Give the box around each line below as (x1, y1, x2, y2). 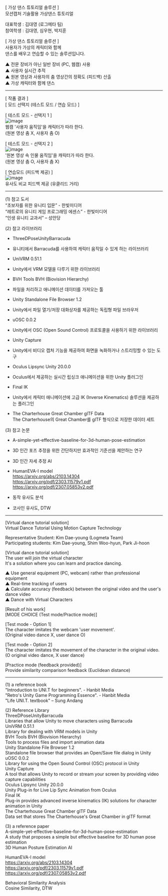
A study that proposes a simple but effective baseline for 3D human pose (5, 834, 156, 839)
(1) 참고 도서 (5, 196, 29, 202)
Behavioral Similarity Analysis (5, 880, 66, 885)
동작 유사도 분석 (12, 494, 43, 500)
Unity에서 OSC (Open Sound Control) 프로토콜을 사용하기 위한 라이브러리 (12, 327, 158, 333)
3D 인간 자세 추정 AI (12, 458, 52, 464)
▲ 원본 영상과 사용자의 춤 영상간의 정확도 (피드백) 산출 (5, 74, 111, 80)
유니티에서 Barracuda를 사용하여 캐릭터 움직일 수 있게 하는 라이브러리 (12, 246, 149, 252)
